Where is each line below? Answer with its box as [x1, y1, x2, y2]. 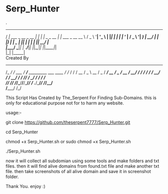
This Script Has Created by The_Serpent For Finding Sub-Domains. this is [5, 95, 157, 100]
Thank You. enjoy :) [5, 183, 46, 189]
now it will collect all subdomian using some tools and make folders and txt [5, 158, 160, 164]
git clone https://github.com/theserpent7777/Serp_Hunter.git [5, 119, 131, 125]
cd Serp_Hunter [5, 129, 38, 135]
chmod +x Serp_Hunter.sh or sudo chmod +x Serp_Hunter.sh [5, 138, 131, 144]
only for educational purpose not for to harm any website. [5, 100, 124, 106]
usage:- [5, 109, 22, 115]
